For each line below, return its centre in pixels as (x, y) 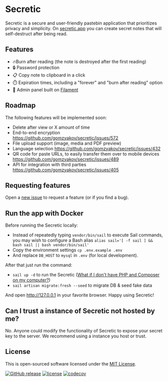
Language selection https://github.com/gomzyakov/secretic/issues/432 (87, 148)
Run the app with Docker (44, 213)
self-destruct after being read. (36, 34)
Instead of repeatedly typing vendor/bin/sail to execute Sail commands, (88, 235)
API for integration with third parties (49, 164)
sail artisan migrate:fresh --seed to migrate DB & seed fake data (82, 285)
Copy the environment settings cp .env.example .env (67, 250)
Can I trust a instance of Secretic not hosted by (80, 311)
